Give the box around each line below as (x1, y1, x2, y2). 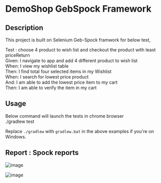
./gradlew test (5, 118, 35, 124)
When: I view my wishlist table (5, 63, 69, 69)
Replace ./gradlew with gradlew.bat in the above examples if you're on (5, 128, 154, 134)
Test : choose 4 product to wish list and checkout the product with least (5, 47, 156, 53)
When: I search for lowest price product (5, 74, 89, 80)
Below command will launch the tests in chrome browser (5, 113, 124, 119)
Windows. (5, 134, 26, 140)
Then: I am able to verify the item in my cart (5, 85, 97, 91)
